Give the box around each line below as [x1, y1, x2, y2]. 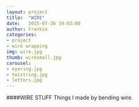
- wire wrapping [6, 43, 48, 50]
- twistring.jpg [6, 72, 48, 78]
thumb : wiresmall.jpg [6, 54, 62, 61]
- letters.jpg [6, 77, 43, 83]
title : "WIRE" [6, 15, 45, 21]
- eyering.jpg [6, 65, 43, 72]
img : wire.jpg [6, 49, 43, 55]
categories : [6, 32, 37, 38]
